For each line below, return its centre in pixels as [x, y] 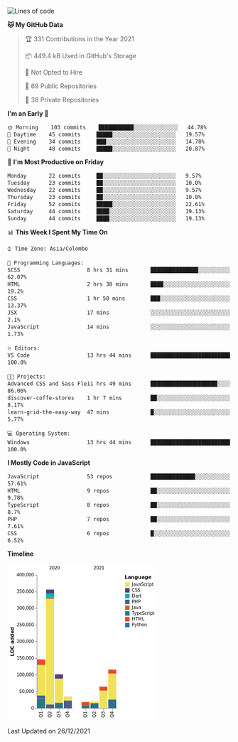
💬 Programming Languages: [45, 263]
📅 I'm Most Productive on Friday [56, 162]
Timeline [21, 554]
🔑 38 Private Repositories [62, 100]
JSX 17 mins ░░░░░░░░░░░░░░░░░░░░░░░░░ [119, 313]
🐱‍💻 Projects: [27, 377]
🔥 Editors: [24, 348]
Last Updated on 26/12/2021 [49, 731]
